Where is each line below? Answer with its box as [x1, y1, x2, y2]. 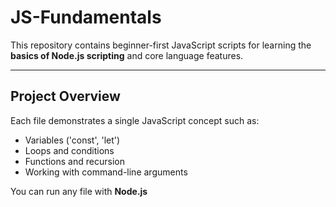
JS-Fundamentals [10, 6, 162, 29]
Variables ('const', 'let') [24, 134, 121, 146]
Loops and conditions [24, 144, 115, 156]
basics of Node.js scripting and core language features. [10, 49, 244, 61]
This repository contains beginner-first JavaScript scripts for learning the [10, 39, 312, 51]
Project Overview [10, 88, 121, 105]
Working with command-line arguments [24, 166, 188, 178]
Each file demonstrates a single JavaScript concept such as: [10, 114, 260, 126]
